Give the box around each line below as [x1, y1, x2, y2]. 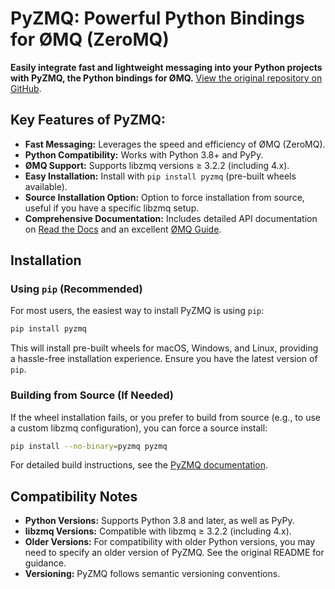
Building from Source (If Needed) [10, 388, 174, 402]
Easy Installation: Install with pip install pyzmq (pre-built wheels [24, 170, 297, 182]
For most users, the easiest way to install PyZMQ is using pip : [10, 305, 265, 317]
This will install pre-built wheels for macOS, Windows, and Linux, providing [10, 342, 319, 354]
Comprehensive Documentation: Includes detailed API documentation [24, 212, 318, 224]
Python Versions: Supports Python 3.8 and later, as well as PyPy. [24, 515, 295, 527]
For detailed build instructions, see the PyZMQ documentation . [10, 459, 268, 471]
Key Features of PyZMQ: [10, 112, 166, 129]
